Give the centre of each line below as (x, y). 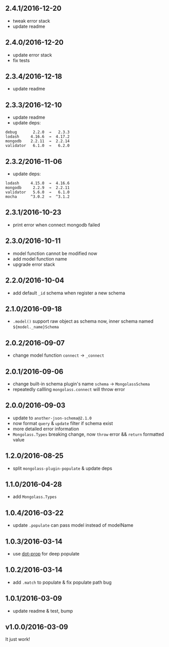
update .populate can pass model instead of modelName (73, 525)
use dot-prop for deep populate (46, 554)
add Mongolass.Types (35, 497)
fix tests (21, 60)
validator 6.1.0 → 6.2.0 (38, 146)
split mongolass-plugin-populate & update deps (62, 468)
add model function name (40, 258)
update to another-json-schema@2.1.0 (52, 418)
